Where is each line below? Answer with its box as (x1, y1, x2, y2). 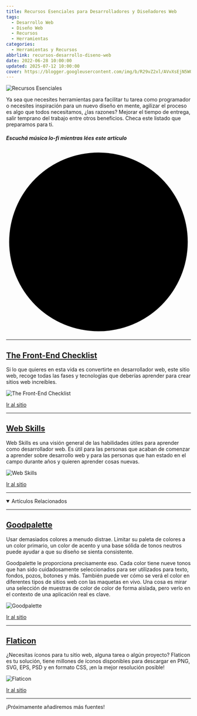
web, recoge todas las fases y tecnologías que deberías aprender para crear (6, 372, 191, 379)
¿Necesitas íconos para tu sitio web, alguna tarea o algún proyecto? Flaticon (6, 651, 191, 658)
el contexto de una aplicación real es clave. (6, 590, 111, 597)
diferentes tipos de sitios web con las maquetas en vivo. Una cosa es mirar (6, 578, 187, 585)
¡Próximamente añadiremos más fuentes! (6, 704, 105, 711)
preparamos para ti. (6, 121, 54, 128)
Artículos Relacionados (11, 497, 67, 505)
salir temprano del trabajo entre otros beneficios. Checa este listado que (6, 115, 181, 122)
